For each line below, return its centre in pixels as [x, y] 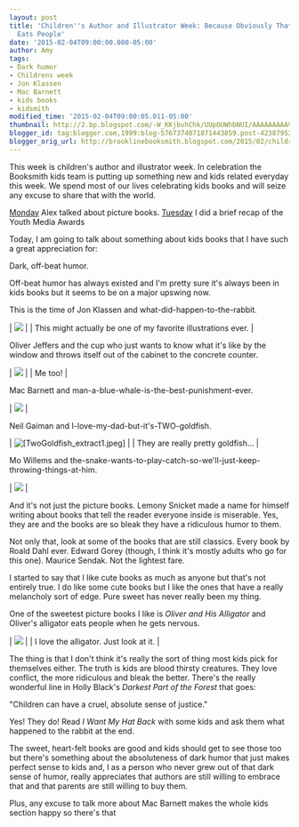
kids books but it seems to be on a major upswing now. [110, 292]
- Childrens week [41, 76]
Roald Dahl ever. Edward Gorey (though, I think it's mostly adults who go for [148, 550]
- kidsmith [29, 108]
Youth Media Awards [47, 221]
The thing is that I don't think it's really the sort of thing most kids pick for [144, 658]
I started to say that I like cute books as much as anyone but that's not [138, 577]
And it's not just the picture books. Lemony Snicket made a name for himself [149, 505]
